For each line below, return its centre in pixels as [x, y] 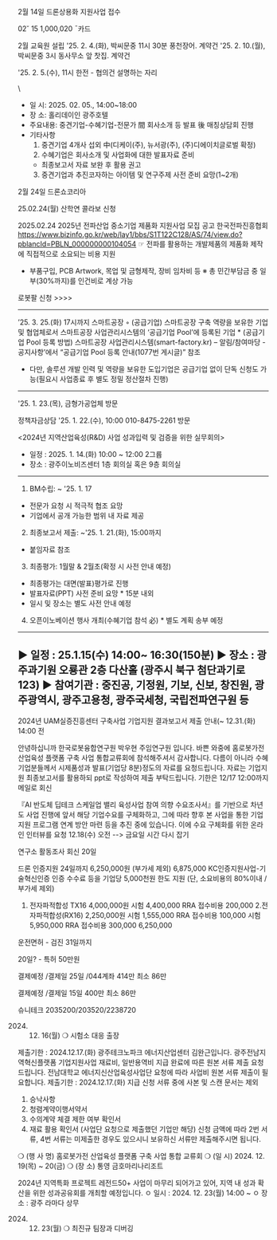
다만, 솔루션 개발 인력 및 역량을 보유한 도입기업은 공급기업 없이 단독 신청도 [144, 369]
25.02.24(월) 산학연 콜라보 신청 [67, 209]
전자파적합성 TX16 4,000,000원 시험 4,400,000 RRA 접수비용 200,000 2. [145, 905]
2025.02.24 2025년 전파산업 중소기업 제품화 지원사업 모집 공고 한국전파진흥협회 [143, 225]
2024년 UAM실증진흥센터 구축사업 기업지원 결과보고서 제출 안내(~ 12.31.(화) [137, 721]
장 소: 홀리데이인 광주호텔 [69, 115]
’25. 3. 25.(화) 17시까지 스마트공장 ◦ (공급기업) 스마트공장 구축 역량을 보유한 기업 [143, 322]
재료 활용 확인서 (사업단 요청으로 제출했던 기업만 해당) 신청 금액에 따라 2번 [144, 1129]
